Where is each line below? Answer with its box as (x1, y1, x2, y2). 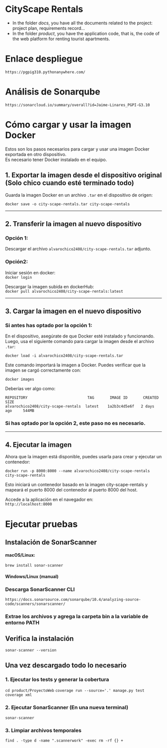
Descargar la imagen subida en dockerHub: (5, 283, 94, 289)
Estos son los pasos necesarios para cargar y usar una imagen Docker (5, 146, 150, 152)
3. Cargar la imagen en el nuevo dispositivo (5, 307, 142, 315)
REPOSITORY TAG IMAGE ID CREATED (5, 395, 159, 401)
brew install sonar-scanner (5, 563, 64, 568)
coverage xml (5, 692, 32, 698)
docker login (5, 275, 32, 280)
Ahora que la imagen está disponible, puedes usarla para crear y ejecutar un (5, 454, 162, 460)
